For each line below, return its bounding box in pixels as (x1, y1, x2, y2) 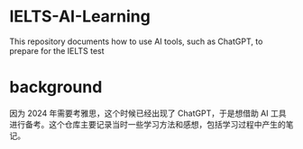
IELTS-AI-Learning (9, 6, 151, 27)
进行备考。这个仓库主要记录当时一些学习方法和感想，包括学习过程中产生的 (9, 118, 286, 129)
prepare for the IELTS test (9, 45, 106, 56)
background (9, 77, 103, 98)
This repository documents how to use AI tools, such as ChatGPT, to (9, 36, 263, 47)
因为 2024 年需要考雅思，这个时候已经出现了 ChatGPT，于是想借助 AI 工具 (9, 108, 287, 118)
